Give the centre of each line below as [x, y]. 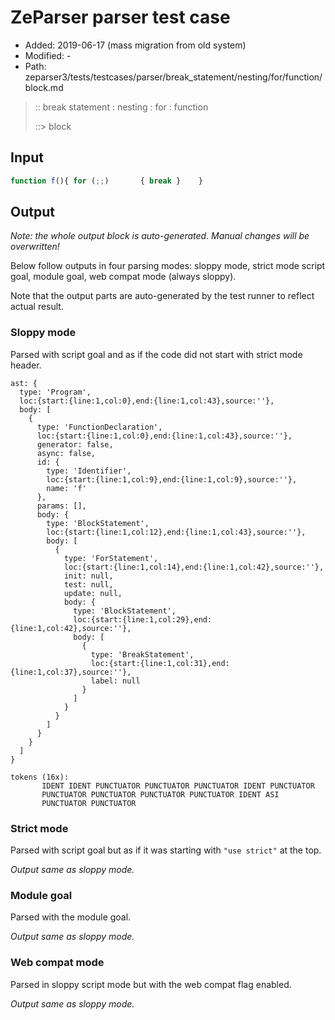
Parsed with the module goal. [71, 917]
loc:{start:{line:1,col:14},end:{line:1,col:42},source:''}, [194, 567]
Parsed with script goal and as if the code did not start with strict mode [156, 354]
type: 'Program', [55, 392]
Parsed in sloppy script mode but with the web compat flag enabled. [151, 984]
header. [26, 365]
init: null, [88, 576]
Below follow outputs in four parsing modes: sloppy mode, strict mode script [168, 266]
